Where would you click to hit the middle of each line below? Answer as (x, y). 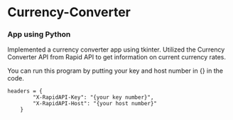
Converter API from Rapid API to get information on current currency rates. (116, 57)
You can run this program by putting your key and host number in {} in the (115, 71)
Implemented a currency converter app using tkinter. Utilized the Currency (116, 49)
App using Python (39, 35)
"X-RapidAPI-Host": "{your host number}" (95, 104)
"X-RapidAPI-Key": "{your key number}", (93, 97)
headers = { (25, 91)
